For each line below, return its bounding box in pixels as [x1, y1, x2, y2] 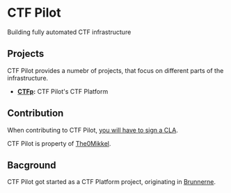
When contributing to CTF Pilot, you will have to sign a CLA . [7, 126, 179, 134]
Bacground [7, 159, 57, 171]
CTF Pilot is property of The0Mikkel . [7, 139, 111, 147]
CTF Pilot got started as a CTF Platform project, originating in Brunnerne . [7, 178, 216, 186]
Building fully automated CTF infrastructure [7, 28, 132, 36]
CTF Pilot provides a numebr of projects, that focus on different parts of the [7, 66, 224, 74]
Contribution [7, 108, 64, 119]
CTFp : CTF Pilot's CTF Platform [17, 87, 109, 95]
